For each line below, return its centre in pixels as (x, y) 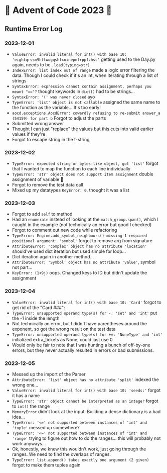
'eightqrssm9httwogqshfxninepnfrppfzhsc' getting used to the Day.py (84, 59)
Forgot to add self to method (42, 214)
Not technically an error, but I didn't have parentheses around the (79, 323)
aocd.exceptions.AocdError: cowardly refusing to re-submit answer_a (86, 113)
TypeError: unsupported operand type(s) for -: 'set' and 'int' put (85, 313)
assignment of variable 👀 (38, 179)
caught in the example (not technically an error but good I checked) (82, 225)
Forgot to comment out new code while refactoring (64, 230)
